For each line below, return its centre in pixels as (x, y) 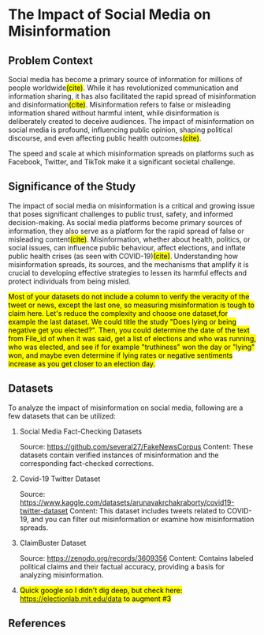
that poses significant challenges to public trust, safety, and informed (121, 214)
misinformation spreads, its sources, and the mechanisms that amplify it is (129, 264)
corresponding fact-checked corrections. (87, 463)
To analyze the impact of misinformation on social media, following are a (126, 408)
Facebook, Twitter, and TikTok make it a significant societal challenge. (122, 162)
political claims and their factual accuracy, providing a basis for (122, 566)
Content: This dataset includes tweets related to (148, 510)
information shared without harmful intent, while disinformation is (114, 113)
